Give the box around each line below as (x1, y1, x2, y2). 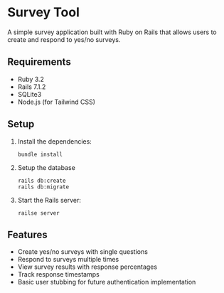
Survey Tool (7, 4, 80, 21)
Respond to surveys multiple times (17, 255, 119, 264)
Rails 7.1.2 (17, 82, 46, 91)
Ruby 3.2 (17, 75, 45, 83)
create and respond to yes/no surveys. (7, 35, 121, 43)
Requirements (7, 56, 71, 68)
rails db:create (17, 177, 66, 184)
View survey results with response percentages (17, 262, 158, 271)
